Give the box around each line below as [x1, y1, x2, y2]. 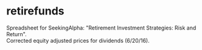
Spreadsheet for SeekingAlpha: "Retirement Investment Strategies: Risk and [6, 24, 197, 31]
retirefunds [6, 4, 64, 18]
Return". [6, 30, 27, 37]
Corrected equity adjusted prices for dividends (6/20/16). [6, 37, 150, 44]
